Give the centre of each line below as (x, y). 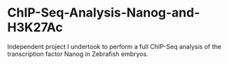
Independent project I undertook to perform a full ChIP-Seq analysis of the (114, 46)
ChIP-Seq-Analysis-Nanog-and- (104, 13)
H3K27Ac (35, 27)
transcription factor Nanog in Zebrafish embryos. (78, 54)
